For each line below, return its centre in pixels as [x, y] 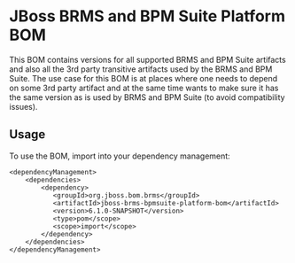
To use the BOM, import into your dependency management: [120, 156]
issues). [23, 106]
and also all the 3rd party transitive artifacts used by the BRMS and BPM [141, 69]
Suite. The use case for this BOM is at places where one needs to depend [144, 78]
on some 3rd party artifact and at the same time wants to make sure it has [144, 88]
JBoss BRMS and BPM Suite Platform [147, 16]
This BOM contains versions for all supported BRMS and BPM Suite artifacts [147, 59]
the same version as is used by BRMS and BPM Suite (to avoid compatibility [147, 97]
